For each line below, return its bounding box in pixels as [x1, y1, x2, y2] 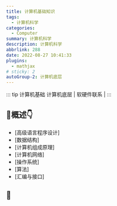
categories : [6, 25, 35, 31]
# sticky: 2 [6, 69, 35, 75]
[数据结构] [14, 136, 40, 143]
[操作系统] [14, 158, 40, 165]
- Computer [11, 31, 38, 36]
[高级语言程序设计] [14, 129, 60, 136]
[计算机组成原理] [14, 143, 55, 150]
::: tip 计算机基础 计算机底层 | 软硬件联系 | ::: [6, 91, 112, 98]
